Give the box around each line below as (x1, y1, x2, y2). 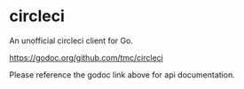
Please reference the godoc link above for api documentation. (9, 69, 235, 80)
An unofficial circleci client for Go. (9, 35, 133, 46)
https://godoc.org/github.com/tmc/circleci (9, 52, 164, 63)
